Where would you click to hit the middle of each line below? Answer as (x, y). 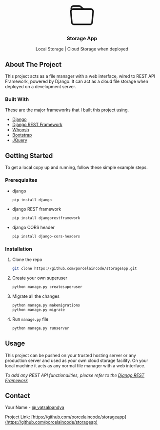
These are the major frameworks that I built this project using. (67, 110)
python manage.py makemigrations (46, 305)
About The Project (33, 64)
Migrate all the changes (36, 296)
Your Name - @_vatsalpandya (35, 407)
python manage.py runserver (40, 328)
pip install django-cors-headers (46, 237)
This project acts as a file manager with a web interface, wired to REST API (80, 76)
